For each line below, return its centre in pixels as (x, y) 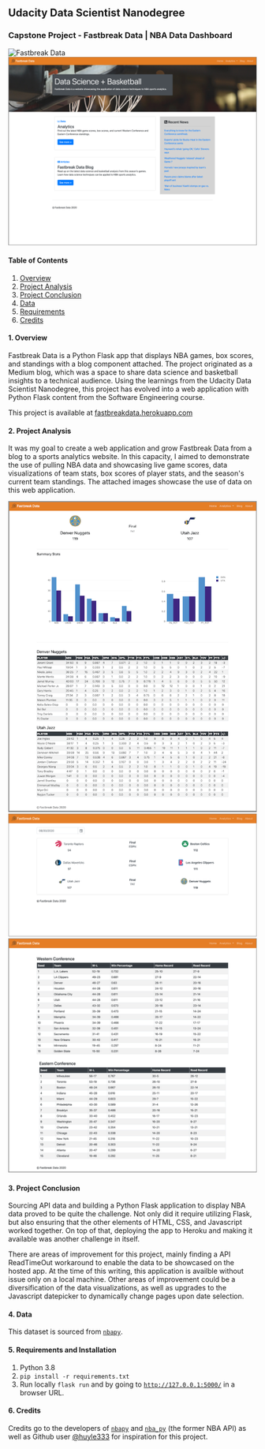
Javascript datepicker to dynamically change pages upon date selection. (126, 1296)
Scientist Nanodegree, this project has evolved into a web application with (129, 389)
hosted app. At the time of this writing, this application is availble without (126, 1271)
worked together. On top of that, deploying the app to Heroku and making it (131, 1231)
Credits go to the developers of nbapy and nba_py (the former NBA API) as (127, 1428)
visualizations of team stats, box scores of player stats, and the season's (126, 473)
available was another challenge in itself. (74, 1239)
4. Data (21, 1314)
